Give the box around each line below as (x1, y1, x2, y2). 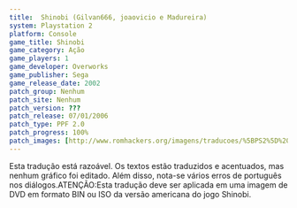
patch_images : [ (9, 136, 69, 145)
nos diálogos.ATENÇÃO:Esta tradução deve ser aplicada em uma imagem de (9, 179, 288, 190)
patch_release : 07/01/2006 (9, 112, 109, 120)
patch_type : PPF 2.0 (9, 120, 86, 129)
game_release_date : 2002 (9, 79, 101, 88)
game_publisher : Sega (9, 71, 89, 80)
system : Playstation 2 (9, 21, 93, 30)
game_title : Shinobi (9, 37, 86, 47)
